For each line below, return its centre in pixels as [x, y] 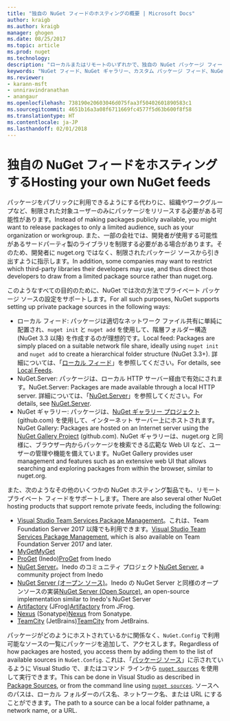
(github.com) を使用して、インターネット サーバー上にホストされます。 [117, 420]
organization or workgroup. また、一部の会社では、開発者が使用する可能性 [113, 235]
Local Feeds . [35, 370]
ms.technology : [29, 58]
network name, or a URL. [42, 711]
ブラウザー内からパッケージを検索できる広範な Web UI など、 [122, 445]
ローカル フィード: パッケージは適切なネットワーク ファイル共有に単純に [120, 321]
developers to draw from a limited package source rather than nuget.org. [110, 277]
